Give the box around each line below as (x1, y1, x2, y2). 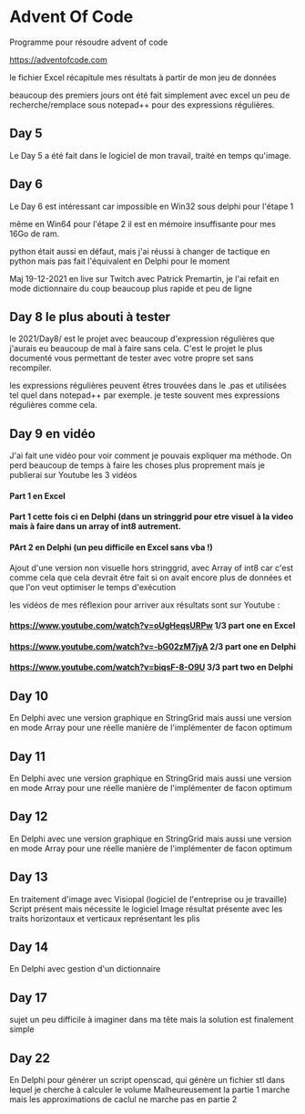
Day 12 (9, 809, 48, 825)
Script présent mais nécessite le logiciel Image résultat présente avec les (9, 903, 283, 914)
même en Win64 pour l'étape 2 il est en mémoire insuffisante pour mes (9, 218, 276, 229)
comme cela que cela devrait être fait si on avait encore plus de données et (9, 572, 292, 583)
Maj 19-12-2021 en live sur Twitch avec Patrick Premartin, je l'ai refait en (9, 273, 280, 284)
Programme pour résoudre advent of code (9, 36, 168, 47)
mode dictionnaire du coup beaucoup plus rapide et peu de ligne (9, 283, 253, 294)
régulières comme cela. (9, 400, 97, 411)
